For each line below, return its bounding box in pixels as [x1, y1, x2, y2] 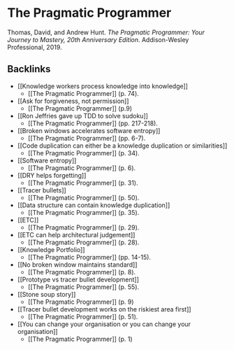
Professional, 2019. [7, 43, 62, 51]
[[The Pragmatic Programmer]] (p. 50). [27, 193, 140, 202]
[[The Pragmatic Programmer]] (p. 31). [27, 178, 138, 187]
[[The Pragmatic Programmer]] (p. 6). [27, 163, 136, 172]
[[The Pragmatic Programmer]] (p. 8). [27, 267, 136, 276]
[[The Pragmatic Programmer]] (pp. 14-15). [27, 253, 152, 261]
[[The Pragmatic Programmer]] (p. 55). [27, 282, 140, 291]
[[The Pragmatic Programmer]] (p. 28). [27, 238, 140, 246]
